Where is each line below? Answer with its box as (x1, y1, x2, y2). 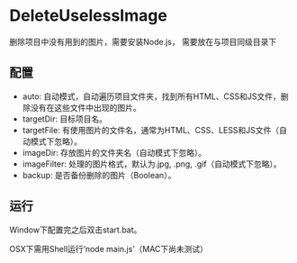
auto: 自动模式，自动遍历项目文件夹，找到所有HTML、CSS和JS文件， (22, 91, 281, 102)
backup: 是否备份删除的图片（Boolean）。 (22, 169, 176, 180)
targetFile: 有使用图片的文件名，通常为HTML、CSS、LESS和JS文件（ (22, 124, 280, 135)
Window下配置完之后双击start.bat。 (9, 224, 142, 235)
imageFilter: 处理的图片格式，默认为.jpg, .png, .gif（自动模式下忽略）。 (22, 159, 282, 169)
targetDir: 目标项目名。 (22, 113, 108, 124)
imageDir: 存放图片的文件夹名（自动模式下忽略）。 (22, 147, 207, 158)
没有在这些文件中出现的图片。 (30, 102, 141, 113)
